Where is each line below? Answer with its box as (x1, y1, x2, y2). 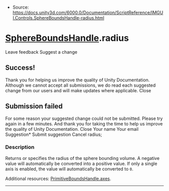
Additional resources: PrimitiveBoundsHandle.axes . (5, 175, 112, 181)
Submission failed (5, 102, 63, 111)
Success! (5, 64, 35, 72)
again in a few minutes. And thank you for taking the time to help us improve (5, 120, 163, 127)
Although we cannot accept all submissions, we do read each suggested (5, 82, 156, 88)
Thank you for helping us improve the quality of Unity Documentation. (5, 77, 150, 83)
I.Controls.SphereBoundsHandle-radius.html (12, 15, 105, 21)
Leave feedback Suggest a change (5, 49, 77, 55)
